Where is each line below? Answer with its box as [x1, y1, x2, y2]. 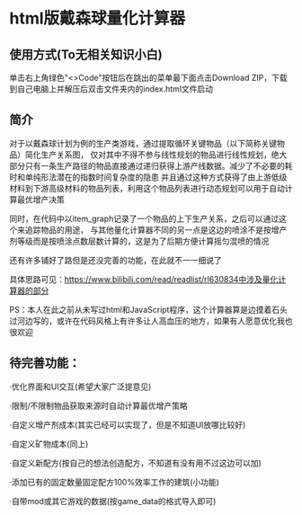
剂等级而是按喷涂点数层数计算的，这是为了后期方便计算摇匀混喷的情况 [9, 235, 270, 246]
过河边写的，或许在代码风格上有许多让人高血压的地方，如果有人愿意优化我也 [9, 315, 293, 326]
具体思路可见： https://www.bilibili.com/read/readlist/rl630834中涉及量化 [9, 273, 279, 284]
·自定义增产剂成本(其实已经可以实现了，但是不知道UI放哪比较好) [9, 419, 246, 430]
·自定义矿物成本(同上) [9, 438, 89, 449]
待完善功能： [9, 356, 81, 371]
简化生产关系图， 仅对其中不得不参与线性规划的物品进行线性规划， [24, 149, 271, 160]
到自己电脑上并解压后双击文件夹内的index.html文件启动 [9, 84, 214, 94]
